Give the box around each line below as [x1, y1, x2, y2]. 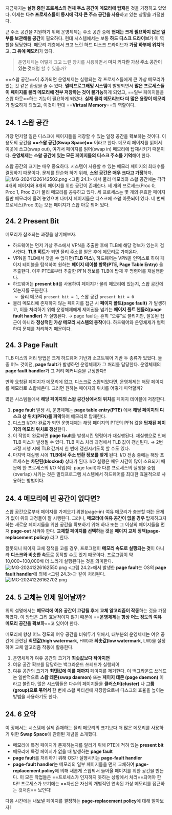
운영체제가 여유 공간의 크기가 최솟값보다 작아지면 [12, 655, 110, 661]
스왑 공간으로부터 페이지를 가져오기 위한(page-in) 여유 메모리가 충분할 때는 [5, 508, 155, 515]
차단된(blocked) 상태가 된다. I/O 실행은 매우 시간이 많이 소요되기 [30, 458, 160, 464]
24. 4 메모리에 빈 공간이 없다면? [5, 494, 101, 503]
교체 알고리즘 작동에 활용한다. [14, 644, 74, 650]
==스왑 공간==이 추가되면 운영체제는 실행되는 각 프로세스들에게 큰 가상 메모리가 [5, 77, 165, 82]
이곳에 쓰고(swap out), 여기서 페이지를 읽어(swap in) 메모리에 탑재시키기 [5, 146, 152, 152]
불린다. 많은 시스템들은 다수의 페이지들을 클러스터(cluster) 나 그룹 [22, 680, 155, 687]
